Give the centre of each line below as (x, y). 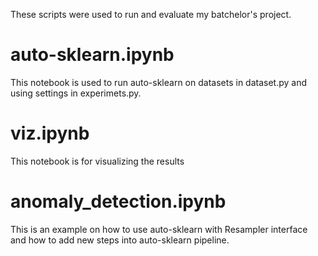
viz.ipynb (50, 133)
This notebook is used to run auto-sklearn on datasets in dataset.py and (159, 82)
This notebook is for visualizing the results (97, 161)
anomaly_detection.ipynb (118, 201)
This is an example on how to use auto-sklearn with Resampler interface (159, 229)
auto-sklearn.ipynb (92, 55)
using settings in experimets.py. (76, 93)
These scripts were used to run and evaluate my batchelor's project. (151, 14)
